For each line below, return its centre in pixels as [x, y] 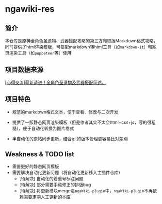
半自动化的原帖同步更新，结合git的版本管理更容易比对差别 [70, 139]
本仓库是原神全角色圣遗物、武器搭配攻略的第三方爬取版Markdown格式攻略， [81, 41]
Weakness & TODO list [40, 154]
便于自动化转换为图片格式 [48, 128]
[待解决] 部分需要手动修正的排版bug [55, 185]
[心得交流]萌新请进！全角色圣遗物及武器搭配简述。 [56, 82]
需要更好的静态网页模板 [35, 167]
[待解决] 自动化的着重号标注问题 [51, 179]
